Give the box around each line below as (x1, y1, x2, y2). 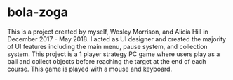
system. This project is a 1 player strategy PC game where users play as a (7, 50, 220, 58)
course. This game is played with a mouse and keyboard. (7, 65, 173, 73)
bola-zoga (7, 4, 69, 20)
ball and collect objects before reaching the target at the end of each (7, 57, 206, 65)
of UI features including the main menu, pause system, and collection (7, 42, 208, 51)
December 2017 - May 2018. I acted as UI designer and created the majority (7, 34, 227, 43)
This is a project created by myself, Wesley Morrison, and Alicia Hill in (7, 27, 208, 36)
